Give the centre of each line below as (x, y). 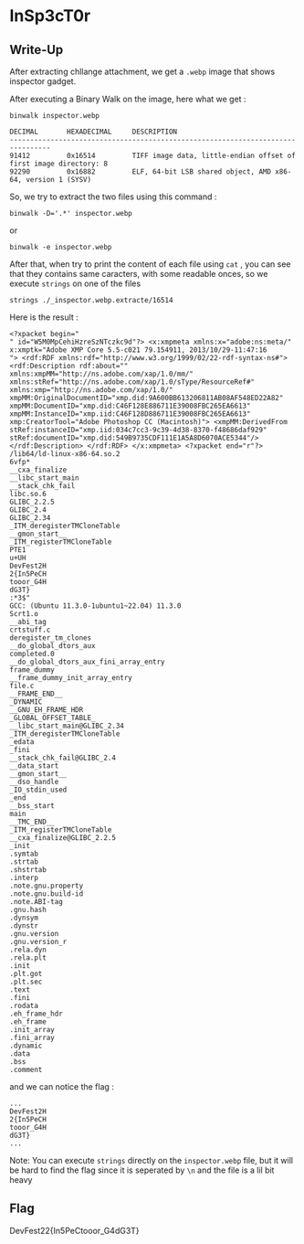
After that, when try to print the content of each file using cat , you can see (150, 264)
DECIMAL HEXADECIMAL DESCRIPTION (94, 132)
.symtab (24, 854)
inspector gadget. (43, 81)
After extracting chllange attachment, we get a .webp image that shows (142, 71)
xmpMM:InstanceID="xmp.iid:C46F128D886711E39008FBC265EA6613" (130, 414)
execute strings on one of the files (75, 283)
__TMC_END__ (32, 822)
